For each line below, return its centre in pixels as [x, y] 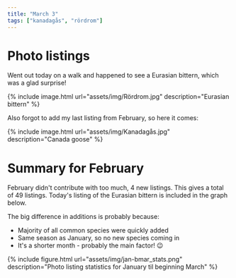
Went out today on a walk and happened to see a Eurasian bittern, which [113, 75]
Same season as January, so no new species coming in [99, 238]
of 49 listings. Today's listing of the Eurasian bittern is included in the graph [118, 196]
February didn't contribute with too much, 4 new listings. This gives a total [116, 188]
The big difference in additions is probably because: [83, 217]
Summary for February [75, 168]
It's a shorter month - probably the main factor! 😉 [90, 245]
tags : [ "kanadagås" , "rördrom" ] [55, 21]
